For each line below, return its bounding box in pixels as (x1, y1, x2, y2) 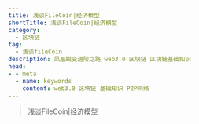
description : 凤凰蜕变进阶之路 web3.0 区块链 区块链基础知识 (8, 56, 191, 64)
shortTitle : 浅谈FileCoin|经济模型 (8, 19, 118, 27)
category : (8, 26, 41, 34)
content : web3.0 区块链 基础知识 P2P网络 (22, 84, 149, 93)
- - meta (8, 70, 37, 78)
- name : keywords (15, 77, 72, 85)
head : (8, 63, 26, 71)
